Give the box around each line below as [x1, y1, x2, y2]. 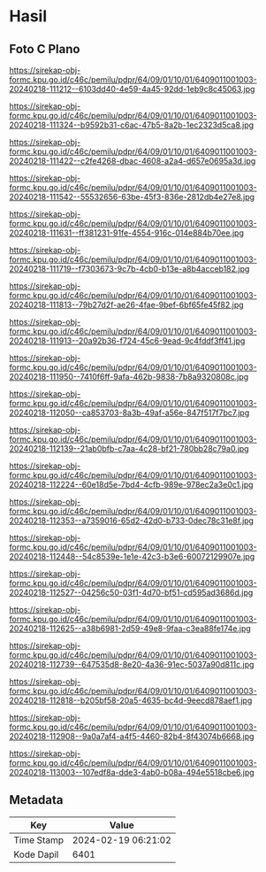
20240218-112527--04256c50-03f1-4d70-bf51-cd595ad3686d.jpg [9, 587, 254, 598]
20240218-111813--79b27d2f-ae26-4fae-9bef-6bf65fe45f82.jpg [9, 299, 245, 310]
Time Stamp [13, 834, 65, 846]
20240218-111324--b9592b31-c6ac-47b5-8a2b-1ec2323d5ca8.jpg [9, 120, 255, 130]
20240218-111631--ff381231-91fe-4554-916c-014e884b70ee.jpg [9, 228, 245, 238]
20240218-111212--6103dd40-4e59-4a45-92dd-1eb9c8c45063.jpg [9, 84, 255, 94]
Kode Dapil [13, 848, 59, 860]
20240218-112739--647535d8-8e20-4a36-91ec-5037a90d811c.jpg [9, 660, 255, 669]
